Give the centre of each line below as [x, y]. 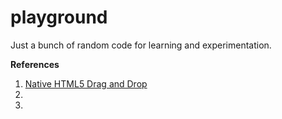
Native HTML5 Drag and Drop [86, 83]
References [35, 64]
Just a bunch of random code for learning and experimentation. [141, 45]
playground [59, 17]
